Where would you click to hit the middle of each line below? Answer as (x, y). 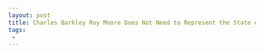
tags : (17, 30)
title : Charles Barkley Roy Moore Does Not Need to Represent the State (130, 23)
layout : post (29, 15)
